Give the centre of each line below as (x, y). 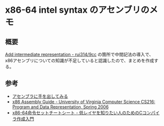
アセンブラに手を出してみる (40, 96)
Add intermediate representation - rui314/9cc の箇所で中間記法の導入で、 (79, 54)
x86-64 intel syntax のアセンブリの (77, 10)
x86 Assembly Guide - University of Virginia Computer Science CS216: (84, 102)
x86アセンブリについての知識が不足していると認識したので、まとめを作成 (80, 61)
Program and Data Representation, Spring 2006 (60, 107)
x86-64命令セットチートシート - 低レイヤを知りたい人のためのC (77, 112)
